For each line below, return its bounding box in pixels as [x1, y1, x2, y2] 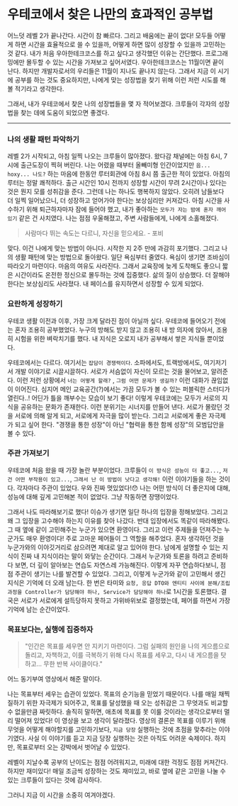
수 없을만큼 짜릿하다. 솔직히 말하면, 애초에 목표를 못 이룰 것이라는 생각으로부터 [7, 707, 223, 716]
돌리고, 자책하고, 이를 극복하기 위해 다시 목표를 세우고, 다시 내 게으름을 [24, 651, 220, 659]
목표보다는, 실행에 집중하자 [7, 625, 93, 634]
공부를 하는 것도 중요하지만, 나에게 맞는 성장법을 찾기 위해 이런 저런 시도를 [14, 75, 219, 84]
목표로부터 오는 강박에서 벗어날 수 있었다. [16, 743, 130, 751]
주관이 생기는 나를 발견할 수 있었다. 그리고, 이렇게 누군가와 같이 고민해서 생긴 [14, 569, 227, 578]
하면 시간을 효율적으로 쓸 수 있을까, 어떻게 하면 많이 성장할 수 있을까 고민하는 [14, 40, 227, 48]
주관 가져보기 [7, 448, 50, 458]
